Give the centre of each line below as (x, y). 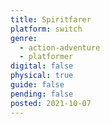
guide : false (37, 85)
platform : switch (46, 29)
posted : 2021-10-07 (51, 103)
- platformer (46, 57)
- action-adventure (60, 47)
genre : (24, 38)
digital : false (42, 66)
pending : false (42, 94)
